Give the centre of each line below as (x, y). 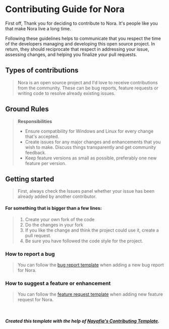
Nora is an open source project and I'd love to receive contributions (88, 82)
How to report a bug (30, 254)
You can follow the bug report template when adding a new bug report (91, 265)
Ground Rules (27, 109)
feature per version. (46, 163)
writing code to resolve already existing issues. (66, 93)
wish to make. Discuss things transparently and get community (91, 147)
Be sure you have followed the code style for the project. (84, 241)
